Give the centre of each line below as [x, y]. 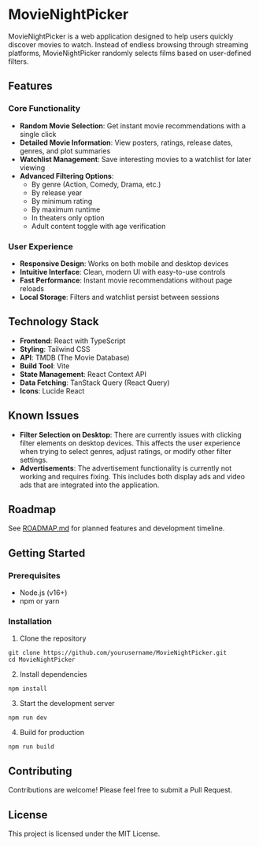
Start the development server [67, 704]
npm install [28, 689]
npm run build [31, 747]
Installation [30, 621]
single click [38, 134]
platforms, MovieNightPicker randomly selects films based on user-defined [130, 53]
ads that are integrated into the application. [89, 485]
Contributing [40, 771]
